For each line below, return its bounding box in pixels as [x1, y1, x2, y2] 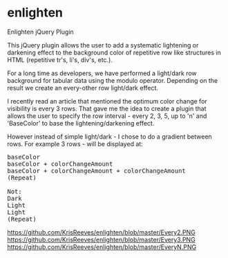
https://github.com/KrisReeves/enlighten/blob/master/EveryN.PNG [7, 243, 197, 251]
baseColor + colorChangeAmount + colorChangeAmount [7, 167, 187, 175]
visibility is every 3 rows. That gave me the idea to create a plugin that [7, 104, 207, 112]
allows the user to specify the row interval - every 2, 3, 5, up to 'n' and [7, 112, 207, 120]
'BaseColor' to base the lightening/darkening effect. [7, 119, 155, 127]
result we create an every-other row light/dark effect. [7, 83, 159, 92]
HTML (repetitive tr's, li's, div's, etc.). [7, 55, 113, 63]
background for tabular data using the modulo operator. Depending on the [7, 76, 218, 84]
